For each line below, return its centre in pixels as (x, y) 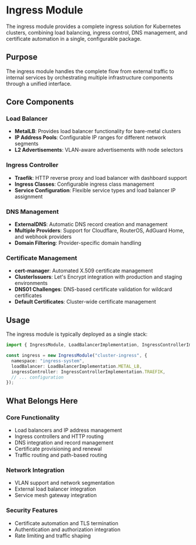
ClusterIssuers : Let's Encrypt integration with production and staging (98, 277)
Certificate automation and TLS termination (66, 523)
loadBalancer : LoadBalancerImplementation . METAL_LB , (77, 366)
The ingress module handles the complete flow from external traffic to (90, 71)
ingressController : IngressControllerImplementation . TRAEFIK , (88, 372)
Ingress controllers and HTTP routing (59, 436)
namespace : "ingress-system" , (48, 361)
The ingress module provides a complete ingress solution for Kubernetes (94, 26)
